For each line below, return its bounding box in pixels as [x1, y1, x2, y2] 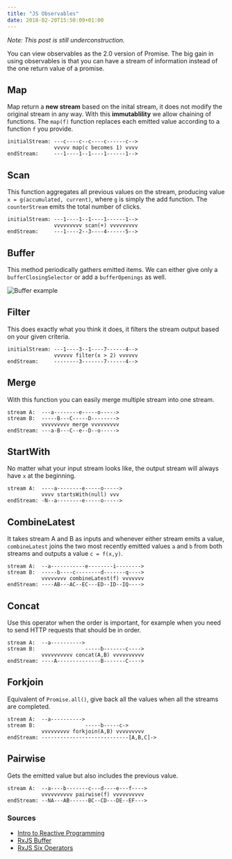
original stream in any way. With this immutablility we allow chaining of [7, 110, 212, 118]
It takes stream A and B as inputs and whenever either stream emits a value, [7, 535, 224, 543]
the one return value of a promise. [7, 64, 105, 72]
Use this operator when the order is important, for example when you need [7, 618, 221, 627]
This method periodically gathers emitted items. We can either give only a [7, 265, 218, 273]
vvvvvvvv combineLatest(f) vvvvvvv [41, 575, 144, 582]
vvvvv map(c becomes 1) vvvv [53, 144, 138, 152]
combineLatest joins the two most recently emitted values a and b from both [7, 542, 222, 550]
